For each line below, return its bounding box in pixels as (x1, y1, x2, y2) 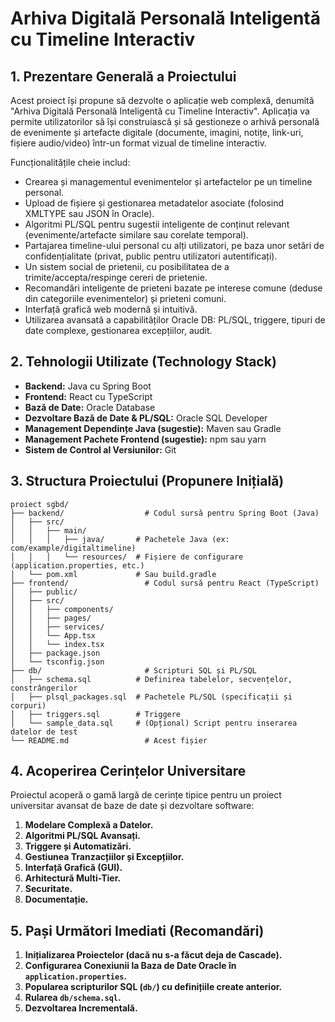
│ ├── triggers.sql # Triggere (10, 709, 182, 719)
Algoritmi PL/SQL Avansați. (24, 830, 141, 842)
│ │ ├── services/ (10, 622, 105, 632)
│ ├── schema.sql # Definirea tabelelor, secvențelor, (10, 674, 293, 684)
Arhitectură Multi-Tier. (24, 872, 122, 884)
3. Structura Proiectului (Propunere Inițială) (10, 473, 285, 490)
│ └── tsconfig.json (10, 657, 105, 667)
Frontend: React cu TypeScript (24, 390, 153, 402)
